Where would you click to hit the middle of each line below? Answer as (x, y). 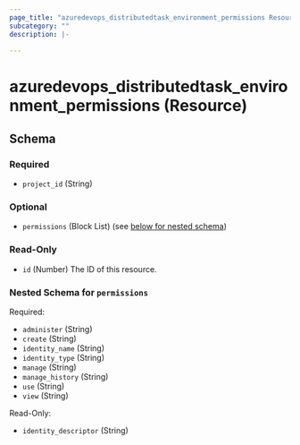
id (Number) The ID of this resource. (90, 269)
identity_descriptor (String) (75, 431)
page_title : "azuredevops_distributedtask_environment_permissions (137, 17)
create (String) (50, 339)
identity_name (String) (63, 348)
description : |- (39, 34)
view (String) (45, 396)
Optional (28, 207)
